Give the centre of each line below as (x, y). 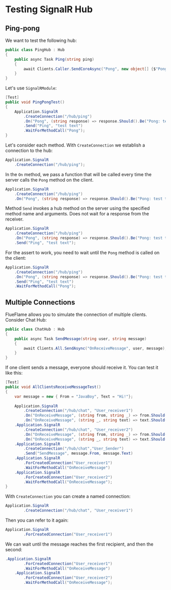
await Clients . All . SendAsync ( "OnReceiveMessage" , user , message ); (95, 348)
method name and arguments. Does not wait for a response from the (77, 214)
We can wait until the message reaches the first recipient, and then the (79, 544)
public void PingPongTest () (35, 102)
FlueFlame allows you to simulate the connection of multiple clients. (76, 314)
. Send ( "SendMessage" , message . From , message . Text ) (78, 453)
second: (14, 549)
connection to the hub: (29, 151)
